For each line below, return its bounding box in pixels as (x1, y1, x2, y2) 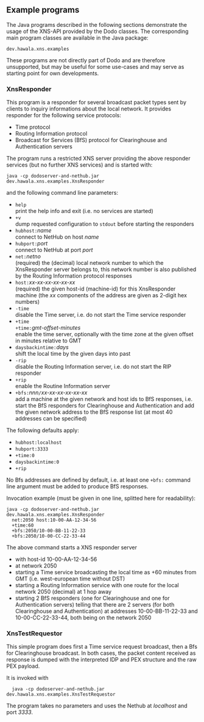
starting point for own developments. (6, 70, 99, 77)
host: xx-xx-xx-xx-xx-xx (15, 279, 76, 286)
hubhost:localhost (15, 439, 62, 446)
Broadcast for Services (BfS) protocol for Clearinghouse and (15, 137, 167, 144)
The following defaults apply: (6, 427, 79, 434)
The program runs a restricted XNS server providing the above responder (6, 155, 191, 162)
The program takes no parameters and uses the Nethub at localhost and (6, 702, 188, 710)
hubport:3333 (15, 446, 49, 452)
